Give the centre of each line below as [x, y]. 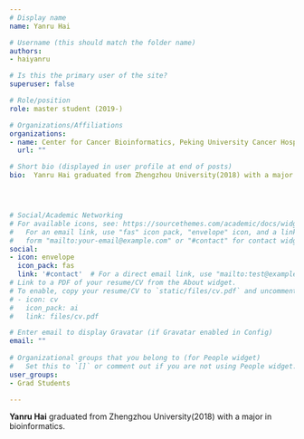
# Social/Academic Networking [66, 215]
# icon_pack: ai [44, 308]
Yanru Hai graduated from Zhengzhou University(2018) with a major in [141, 416]
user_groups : [34, 375]
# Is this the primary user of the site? [89, 76]
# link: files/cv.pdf [54, 316]
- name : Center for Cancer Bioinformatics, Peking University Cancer [143, 142]
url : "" [32, 150]
